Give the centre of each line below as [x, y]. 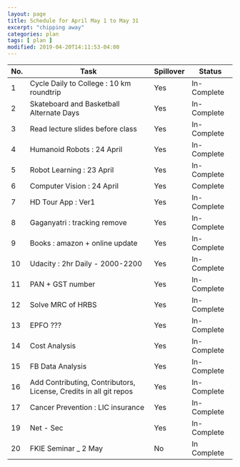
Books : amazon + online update [84, 243]
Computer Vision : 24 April [74, 186]
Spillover [169, 71]
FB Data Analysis [58, 366]
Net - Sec [46, 428]
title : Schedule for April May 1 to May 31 [73, 21]
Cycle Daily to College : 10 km [80, 83]
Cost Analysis [53, 346]
